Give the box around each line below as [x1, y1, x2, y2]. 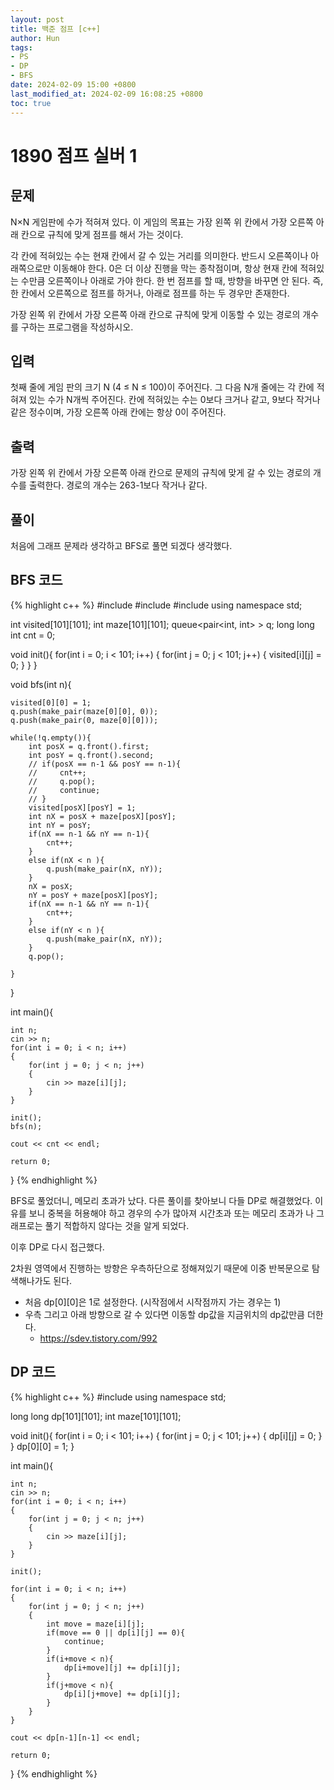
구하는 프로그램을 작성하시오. [20, 321, 134, 333]
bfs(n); [10, 1121, 43, 1131]
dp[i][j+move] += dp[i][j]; [63, 1689, 182, 1699]
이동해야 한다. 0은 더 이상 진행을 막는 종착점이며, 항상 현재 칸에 [53, 262, 298, 274]
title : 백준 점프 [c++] [10, 24, 101, 34]
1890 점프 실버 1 [10, 144, 138, 167]
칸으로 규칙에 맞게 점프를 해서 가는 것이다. [20, 228, 184, 240]
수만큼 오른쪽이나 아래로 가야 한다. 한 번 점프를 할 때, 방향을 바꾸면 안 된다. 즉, [20, 274, 324, 286]
